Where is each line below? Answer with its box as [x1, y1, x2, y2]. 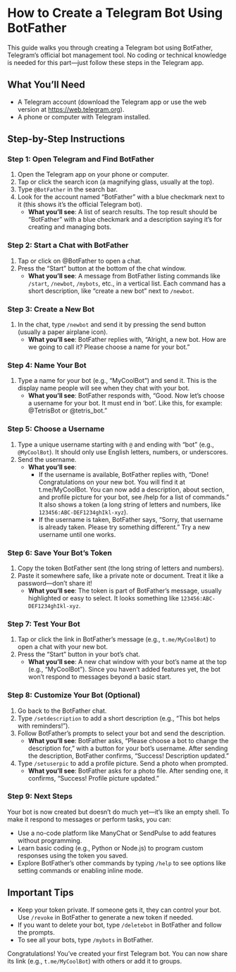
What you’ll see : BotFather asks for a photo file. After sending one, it [27, 766, 229, 775]
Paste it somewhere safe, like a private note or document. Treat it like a [17, 571, 224, 580]
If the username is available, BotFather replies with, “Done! [38, 470, 209, 478]
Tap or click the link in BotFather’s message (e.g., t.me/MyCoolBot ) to [17, 635, 216, 644]
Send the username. [17, 455, 77, 463]
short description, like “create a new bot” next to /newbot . [27, 286, 194, 295]
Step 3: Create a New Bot [7, 304, 95, 314]
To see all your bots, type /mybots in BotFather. [17, 935, 154, 944]
